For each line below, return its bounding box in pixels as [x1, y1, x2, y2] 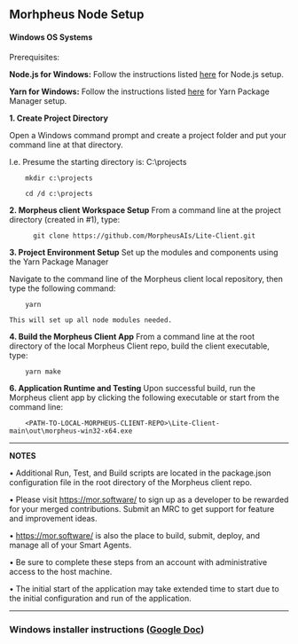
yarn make [25, 367, 62, 376]
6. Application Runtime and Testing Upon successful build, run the [9, 382, 255, 393]
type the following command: [9, 283, 116, 294]
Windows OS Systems [9, 31, 93, 43]
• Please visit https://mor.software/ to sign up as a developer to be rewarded [9, 494, 289, 505]
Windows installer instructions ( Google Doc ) [9, 623, 205, 635]
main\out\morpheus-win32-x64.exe [9, 426, 133, 436]
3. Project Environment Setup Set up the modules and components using [9, 247, 278, 257]
